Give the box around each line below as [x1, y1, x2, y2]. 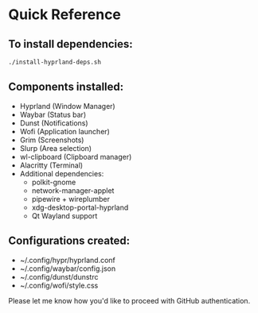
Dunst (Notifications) [19, 118, 89, 128]
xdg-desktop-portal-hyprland [31, 203, 129, 212]
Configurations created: [8, 234, 131, 248]
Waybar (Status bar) [19, 110, 86, 119]
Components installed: [8, 80, 124, 94]
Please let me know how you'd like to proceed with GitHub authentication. [8, 296, 251, 305]
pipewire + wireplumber [31, 194, 110, 203]
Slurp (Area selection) [19, 143, 92, 153]
